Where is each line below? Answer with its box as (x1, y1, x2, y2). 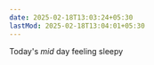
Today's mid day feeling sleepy (9, 45, 124, 56)
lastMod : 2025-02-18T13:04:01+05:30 (9, 21, 145, 30)
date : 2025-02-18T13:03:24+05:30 (9, 12, 134, 22)
